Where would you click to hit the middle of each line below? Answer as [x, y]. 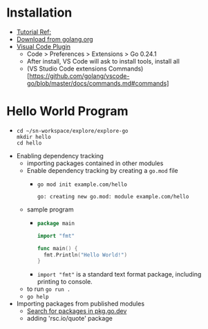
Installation [39, 13]
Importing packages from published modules [81, 304]
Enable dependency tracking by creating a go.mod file [102, 170]
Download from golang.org [55, 39]
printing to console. [65, 282]
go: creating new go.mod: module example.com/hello [113, 196]
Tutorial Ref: [34, 32]
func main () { [57, 248]
